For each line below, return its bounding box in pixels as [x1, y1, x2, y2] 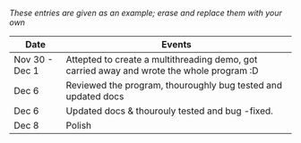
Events [160, 38, 193, 50]
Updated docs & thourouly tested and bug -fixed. [65, 105, 273, 117]
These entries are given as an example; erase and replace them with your [9, 8, 282, 18]
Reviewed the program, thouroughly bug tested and [65, 80, 283, 91]
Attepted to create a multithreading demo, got [65, 54, 258, 65]
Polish [65, 120, 92, 131]
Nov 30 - [13, 54, 54, 65]
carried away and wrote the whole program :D [65, 64, 259, 77]
